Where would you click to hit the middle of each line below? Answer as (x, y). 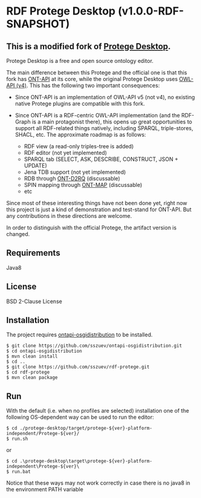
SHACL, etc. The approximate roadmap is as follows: (80, 135)
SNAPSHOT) (38, 24)
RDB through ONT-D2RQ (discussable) (72, 179)
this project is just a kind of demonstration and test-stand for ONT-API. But (99, 209)
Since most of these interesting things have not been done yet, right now (97, 203)
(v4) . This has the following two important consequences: (88, 85)
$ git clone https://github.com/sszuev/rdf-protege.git (78, 367)
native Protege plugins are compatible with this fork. (80, 103)
